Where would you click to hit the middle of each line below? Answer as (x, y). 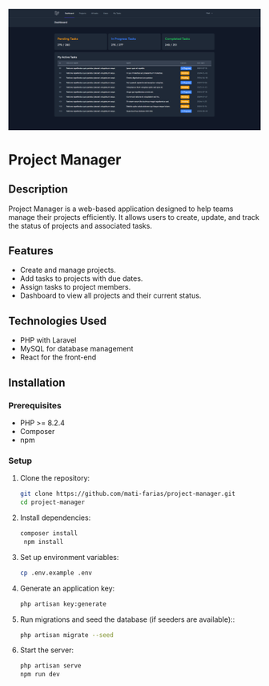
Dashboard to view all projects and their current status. (110, 296)
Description (38, 189)
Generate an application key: (67, 588)
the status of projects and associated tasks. (80, 225)
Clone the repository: (55, 478)
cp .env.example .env (56, 573)
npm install (44, 542)
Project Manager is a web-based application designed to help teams (121, 209)
